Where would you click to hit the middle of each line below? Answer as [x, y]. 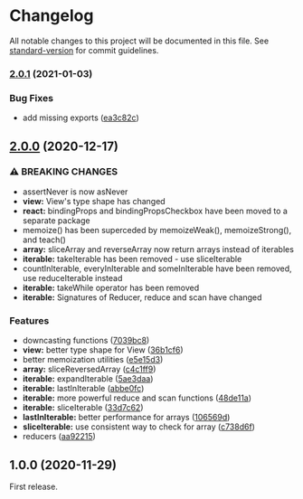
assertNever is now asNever [75, 192]
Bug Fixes [32, 98]
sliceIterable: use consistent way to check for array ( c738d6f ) [139, 427]
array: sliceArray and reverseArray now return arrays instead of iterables [158, 249]
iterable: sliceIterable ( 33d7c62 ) [83, 408]
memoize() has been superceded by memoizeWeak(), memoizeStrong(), [157, 230]
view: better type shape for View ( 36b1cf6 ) [103, 350]
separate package [56, 220]
